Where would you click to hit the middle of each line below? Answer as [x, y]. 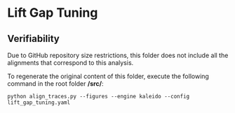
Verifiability [33, 39]
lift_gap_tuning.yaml [39, 103]
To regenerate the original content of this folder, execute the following [108, 76]
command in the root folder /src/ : [55, 84]
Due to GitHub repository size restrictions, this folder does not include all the [118, 55]
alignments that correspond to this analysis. [70, 63]
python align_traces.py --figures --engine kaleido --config [99, 96]
